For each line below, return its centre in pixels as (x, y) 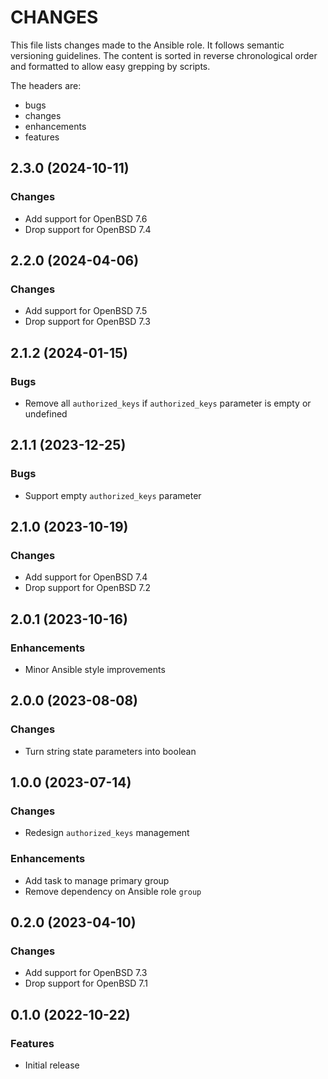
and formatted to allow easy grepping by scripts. (110, 66)
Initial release (52, 1065)
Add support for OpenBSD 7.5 (86, 311)
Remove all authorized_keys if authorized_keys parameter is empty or (168, 403)
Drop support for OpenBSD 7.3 (87, 322)
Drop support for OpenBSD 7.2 (88, 588)
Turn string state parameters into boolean (110, 751)
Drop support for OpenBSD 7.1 (86, 983)
